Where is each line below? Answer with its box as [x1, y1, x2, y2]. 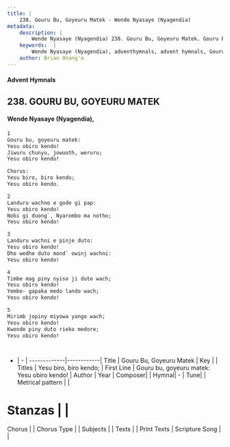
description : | [19, 29, 63, 36]
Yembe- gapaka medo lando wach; [7, 288, 99, 295]
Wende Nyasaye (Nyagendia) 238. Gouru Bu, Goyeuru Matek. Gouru [31, 36, 219, 43]
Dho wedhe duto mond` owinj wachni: [7, 250, 112, 257]
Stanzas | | [7, 402, 70, 418]
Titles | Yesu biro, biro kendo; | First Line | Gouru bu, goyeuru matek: [16, 364, 210, 372]
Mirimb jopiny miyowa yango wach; [7, 313, 106, 319]
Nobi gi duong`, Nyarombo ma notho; [7, 212, 112, 219]
